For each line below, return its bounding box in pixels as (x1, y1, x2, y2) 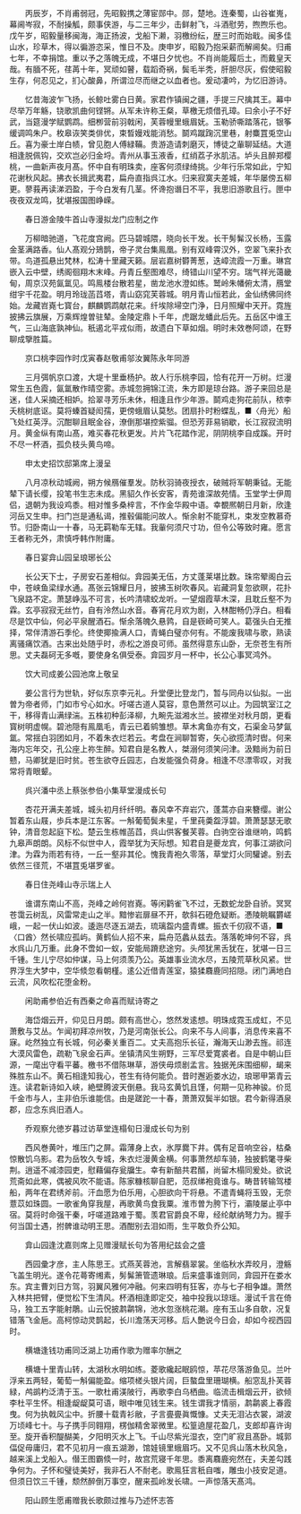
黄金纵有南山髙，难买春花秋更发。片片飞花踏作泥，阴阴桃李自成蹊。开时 (24, 428, 292, 438)
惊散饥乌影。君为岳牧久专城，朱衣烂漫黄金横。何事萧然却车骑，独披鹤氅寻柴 (9, 1154, 292, 1164)
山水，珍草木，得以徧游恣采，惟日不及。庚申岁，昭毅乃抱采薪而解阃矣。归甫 (9, 41, 292, 52)
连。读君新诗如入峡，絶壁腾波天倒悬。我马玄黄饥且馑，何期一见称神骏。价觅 (9, 1082, 292, 1092)
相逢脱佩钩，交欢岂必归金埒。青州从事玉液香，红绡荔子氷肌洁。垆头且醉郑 (9, 151, 284, 160)
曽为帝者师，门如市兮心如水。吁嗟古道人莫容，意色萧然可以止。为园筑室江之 (9, 699, 292, 710)
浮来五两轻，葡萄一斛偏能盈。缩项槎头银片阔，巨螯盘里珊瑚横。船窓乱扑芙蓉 (9, 1375, 292, 1386)
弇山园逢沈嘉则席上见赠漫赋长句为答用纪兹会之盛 (24, 1240, 206, 1250)
